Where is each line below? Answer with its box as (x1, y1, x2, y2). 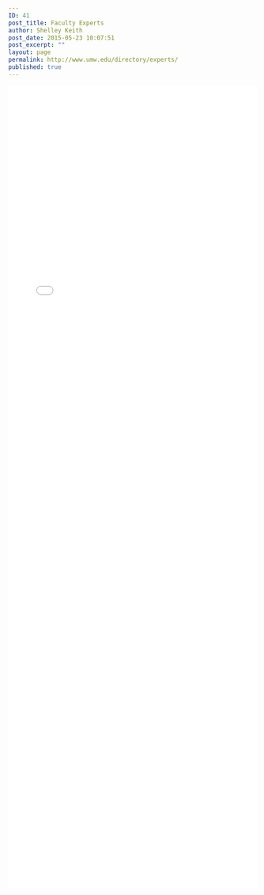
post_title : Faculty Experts (8, 19, 104, 27)
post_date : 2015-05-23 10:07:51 (8, 33, 115, 42)
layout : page (8, 48, 51, 56)
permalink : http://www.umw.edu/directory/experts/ (8, 56, 179, 64)
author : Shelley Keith (8, 26, 83, 34)
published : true (8, 63, 62, 71)
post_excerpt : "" (8, 41, 66, 49)
